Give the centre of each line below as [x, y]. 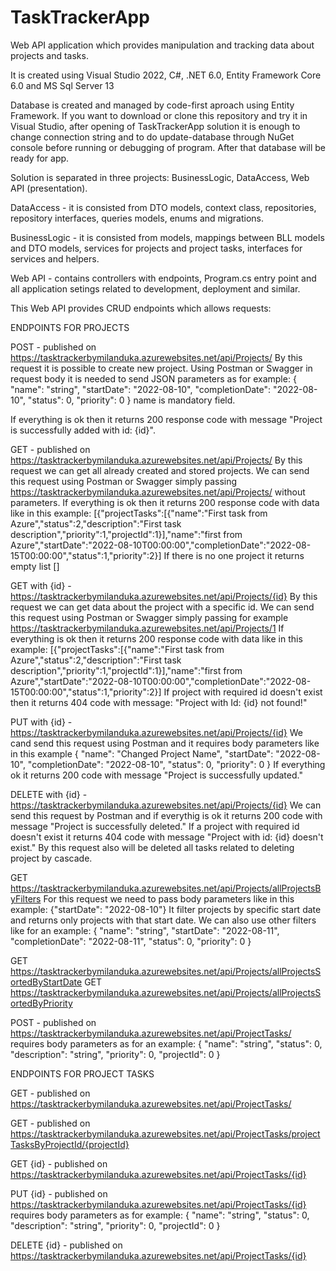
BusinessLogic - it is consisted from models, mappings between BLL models [167, 237]
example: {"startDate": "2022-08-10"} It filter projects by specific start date [166, 909]
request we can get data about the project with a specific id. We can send [162, 607]
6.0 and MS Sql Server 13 [62, 85]
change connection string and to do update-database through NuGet [152, 137]
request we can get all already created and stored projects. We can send [160, 470]
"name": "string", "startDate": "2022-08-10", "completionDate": [141, 389]
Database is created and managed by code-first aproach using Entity [152, 105]
